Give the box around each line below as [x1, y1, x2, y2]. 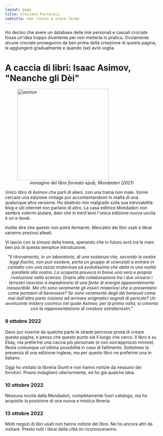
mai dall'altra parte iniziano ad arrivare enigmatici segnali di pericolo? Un [8, 295, 156, 301]
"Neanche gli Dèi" [5, 73, 80, 83]
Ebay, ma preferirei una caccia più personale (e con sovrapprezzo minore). [5, 339, 155, 345]
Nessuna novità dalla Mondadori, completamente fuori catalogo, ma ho [5, 393, 147, 398]
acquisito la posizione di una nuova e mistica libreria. [5, 398, 111, 403]
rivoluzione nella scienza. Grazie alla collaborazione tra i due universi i [11, 275, 153, 281]
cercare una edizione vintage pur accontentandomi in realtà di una [5, 194, 139, 200]
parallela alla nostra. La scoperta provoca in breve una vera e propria [11, 269, 152, 275]
